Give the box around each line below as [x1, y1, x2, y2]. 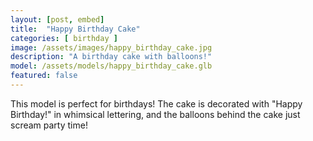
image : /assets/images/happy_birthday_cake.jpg [10, 42, 213, 53]
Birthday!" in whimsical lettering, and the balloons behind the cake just [10, 108, 301, 120]
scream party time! [10, 119, 88, 131]
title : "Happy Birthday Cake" [10, 24, 141, 34]
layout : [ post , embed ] [10, 14, 105, 25]
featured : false [10, 71, 78, 81]
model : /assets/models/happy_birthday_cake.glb [10, 61, 213, 71]
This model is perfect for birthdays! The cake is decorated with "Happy [10, 97, 303, 110]
